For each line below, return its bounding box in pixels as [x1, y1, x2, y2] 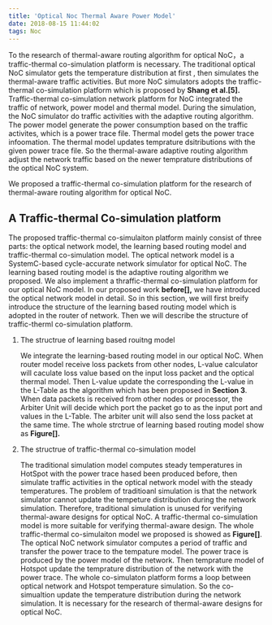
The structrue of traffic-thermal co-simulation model [19, 444, 196, 454]
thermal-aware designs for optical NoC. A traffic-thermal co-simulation [19, 512, 258, 522]
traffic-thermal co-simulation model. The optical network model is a [8, 250, 235, 260]
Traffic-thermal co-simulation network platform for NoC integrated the [8, 94, 244, 104]
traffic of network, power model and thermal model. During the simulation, [8, 103, 257, 112]
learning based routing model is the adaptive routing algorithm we [8, 268, 229, 278]
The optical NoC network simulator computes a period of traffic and [19, 538, 248, 548]
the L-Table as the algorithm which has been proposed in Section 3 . [19, 386, 248, 396]
